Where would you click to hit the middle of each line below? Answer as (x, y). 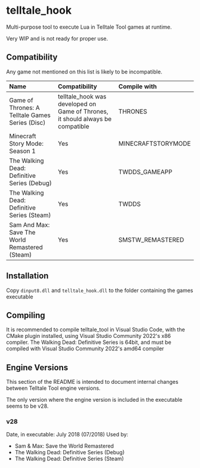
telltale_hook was (82, 96)
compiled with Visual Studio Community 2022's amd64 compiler (85, 349)
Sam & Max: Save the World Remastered (64, 446)
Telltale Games (30, 115)
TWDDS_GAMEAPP (145, 172)
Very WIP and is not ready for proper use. (57, 38)
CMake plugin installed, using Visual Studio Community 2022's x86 (89, 336)
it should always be (85, 119)
